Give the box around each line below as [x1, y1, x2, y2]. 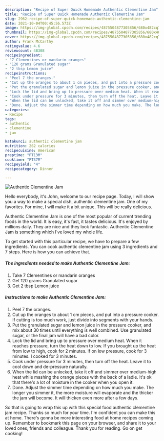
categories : [5, 107, 29, 113]
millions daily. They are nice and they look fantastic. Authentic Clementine [5, 224, 154, 230]
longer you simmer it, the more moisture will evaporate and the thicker [12, 390, 154, 396]
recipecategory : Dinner [5, 166, 54, 171]
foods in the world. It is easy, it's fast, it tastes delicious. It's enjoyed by [5, 219, 148, 224]
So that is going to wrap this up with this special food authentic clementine [5, 405, 155, 411]
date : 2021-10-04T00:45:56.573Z [5, 21, 71, 26]
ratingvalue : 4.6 [5, 44, 41, 49]
